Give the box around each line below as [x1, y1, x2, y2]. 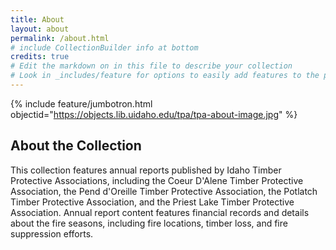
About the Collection [10, 137, 142, 155]
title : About [10, 14, 65, 25]
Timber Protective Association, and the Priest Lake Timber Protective [10, 196, 295, 208]
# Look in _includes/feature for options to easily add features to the [10, 71, 320, 81]
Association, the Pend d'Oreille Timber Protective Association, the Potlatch [10, 185, 318, 197]
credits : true [10, 52, 70, 62]
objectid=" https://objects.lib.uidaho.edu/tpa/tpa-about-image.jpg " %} [10, 108, 298, 120]
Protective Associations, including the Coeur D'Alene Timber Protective [10, 174, 304, 186]
